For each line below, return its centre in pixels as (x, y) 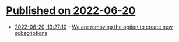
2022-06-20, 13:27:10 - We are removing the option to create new (94, 27)
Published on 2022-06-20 (71, 11)
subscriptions (31, 33)
